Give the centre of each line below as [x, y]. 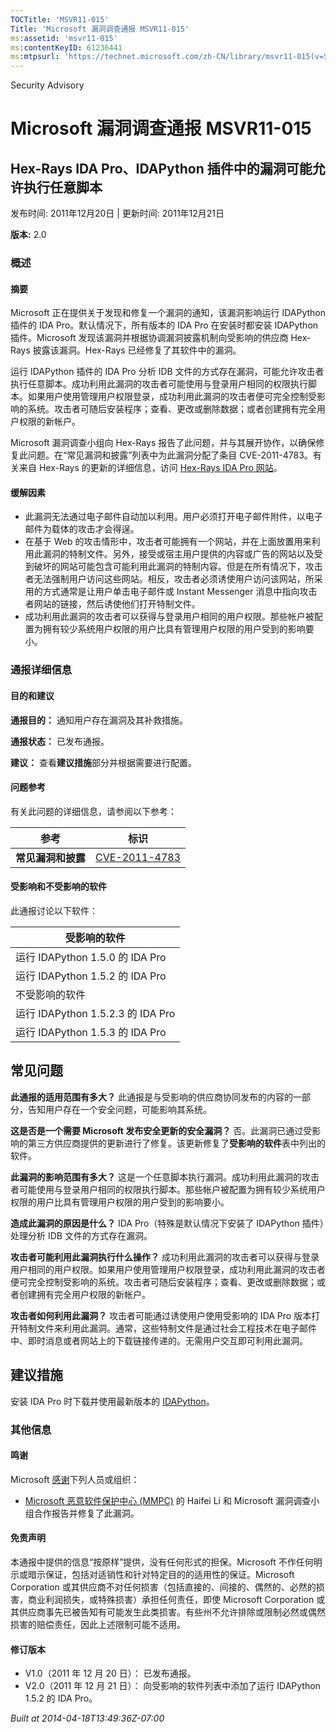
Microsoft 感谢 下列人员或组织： [75, 1479]
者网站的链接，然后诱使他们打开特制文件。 [112, 604]
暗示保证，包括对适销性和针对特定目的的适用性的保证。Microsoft [161, 1574]
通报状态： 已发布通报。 [60, 741]
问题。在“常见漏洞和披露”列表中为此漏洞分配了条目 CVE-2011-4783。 [170, 455]
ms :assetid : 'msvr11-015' [64, 38]
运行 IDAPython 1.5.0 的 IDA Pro [91, 957]
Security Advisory [47, 85]
